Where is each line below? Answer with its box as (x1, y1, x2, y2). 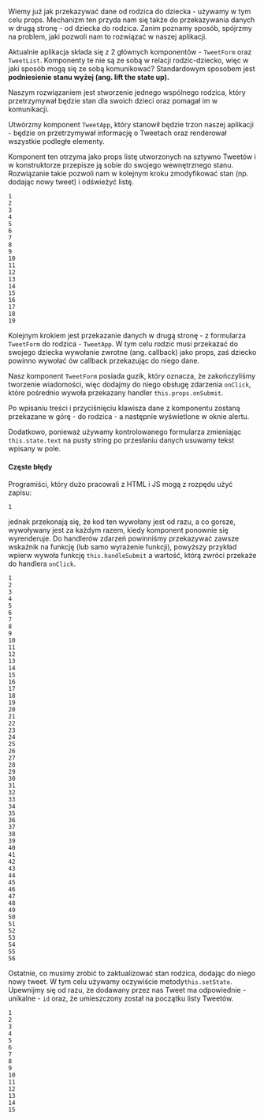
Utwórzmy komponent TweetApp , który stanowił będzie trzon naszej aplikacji (8, 120, 255, 129)
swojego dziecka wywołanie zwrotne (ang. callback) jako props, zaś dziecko (8, 348, 257, 356)
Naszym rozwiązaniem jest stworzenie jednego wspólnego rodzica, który (8, 88, 246, 97)
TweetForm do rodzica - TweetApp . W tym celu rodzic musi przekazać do (8, 339, 239, 349)
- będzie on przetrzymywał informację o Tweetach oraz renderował (8, 128, 227, 138)
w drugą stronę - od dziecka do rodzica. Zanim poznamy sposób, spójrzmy (8, 24, 252, 32)
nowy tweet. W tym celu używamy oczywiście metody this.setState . (8, 977, 232, 986)
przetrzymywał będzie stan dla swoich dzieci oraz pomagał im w (8, 96, 218, 105)
